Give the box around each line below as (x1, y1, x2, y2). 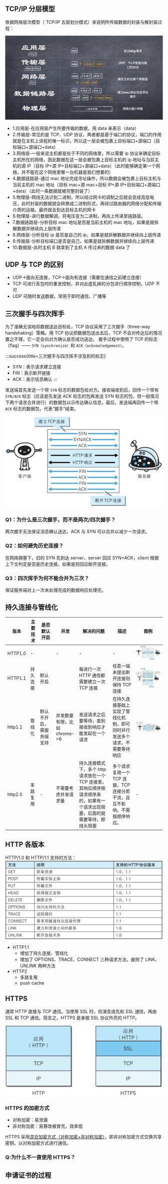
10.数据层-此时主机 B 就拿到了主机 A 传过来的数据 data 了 (12, 244, 130, 250)
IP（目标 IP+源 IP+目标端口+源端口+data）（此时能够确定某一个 (26, 162, 156, 169)
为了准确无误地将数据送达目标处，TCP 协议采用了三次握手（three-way (5, 324, 150, 330)
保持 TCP (112, 681, 131, 688)
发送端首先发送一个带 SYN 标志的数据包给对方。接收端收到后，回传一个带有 (5, 387, 159, 393)
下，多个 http (79, 766, 106, 772)
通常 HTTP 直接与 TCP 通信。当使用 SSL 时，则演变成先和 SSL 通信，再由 (5, 1008, 157, 1014)
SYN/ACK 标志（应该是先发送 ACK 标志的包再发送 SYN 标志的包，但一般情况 (5, 393, 159, 400)
